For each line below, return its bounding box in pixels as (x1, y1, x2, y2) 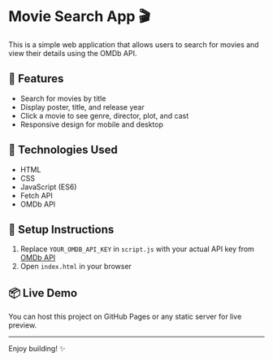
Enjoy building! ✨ (8, 344, 66, 354)
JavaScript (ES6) (19, 181, 77, 192)
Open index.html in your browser (19, 262, 132, 272)
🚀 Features (8, 72, 64, 86)
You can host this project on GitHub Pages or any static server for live (8, 311, 242, 322)
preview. (8, 320, 37, 330)
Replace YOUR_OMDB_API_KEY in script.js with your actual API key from (19, 244, 254, 254)
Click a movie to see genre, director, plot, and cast (19, 111, 189, 120)
